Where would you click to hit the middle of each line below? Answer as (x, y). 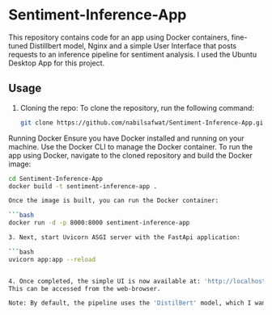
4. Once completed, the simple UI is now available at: (104, 281)
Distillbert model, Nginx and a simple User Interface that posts (133, 45)
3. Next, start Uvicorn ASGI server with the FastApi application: (125, 237)
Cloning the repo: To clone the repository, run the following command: (137, 107)
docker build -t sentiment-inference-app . (83, 186)
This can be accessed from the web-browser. (85, 288)
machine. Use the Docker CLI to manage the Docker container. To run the (131, 146)
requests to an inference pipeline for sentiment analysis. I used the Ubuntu (133, 54)
